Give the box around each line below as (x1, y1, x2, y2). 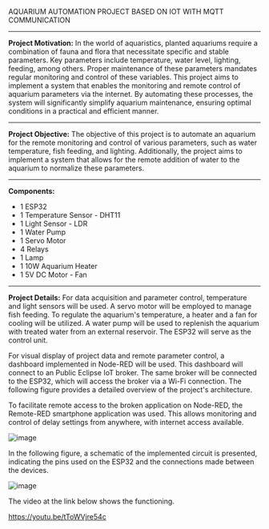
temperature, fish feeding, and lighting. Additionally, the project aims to (8, 146, 243, 155)
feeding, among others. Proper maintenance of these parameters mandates (8, 64, 258, 73)
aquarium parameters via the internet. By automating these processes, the (8, 90, 254, 98)
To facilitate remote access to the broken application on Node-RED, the (8, 400, 243, 410)
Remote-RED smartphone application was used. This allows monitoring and (8, 409, 257, 419)
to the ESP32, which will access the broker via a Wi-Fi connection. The (8, 376, 242, 386)
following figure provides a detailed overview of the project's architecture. (8, 385, 253, 395)
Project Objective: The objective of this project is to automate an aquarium (8, 130, 256, 138)
